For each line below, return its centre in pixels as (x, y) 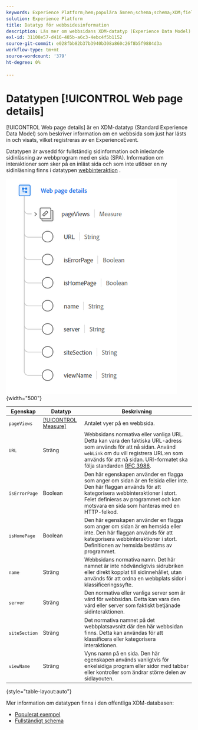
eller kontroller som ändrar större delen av (135, 672)
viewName (19, 666)
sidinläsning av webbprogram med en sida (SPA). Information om (85, 158)
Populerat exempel (37, 715)
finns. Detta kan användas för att (124, 632)
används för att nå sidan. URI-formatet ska (136, 460)
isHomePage (22, 536)
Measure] (55, 426)
